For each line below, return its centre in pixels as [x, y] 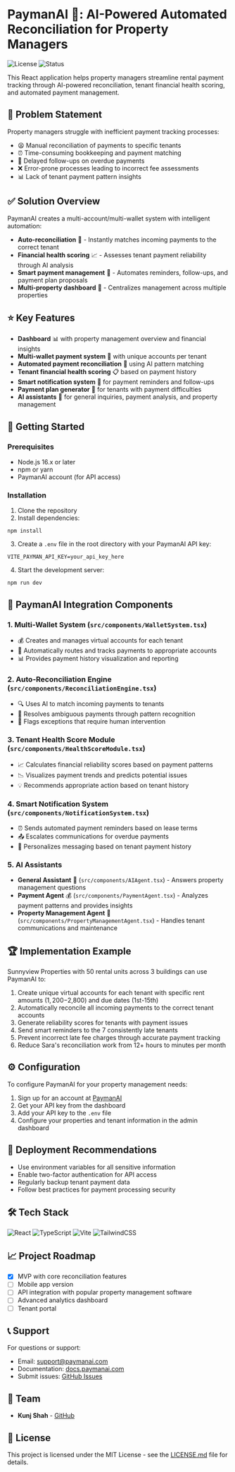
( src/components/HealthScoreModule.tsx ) [76, 748]
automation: [25, 225]
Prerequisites [31, 447]
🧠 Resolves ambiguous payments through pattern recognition [106, 714]
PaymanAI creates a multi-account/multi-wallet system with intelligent [109, 218]
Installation [27, 495]
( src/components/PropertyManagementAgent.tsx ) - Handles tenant [111, 921]
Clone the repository [47, 511]
